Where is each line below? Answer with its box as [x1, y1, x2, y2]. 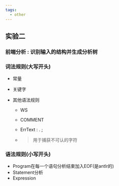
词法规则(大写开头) [5, 63, 51, 70]
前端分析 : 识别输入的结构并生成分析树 [5, 48, 98, 55]
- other [10, 12, 26, 17]
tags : [5, 7, 17, 13]
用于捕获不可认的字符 [32, 137, 77, 143]
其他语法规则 [12, 97, 39, 103]
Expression [12, 175, 36, 181]
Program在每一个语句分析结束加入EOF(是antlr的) [12, 163, 114, 169]
